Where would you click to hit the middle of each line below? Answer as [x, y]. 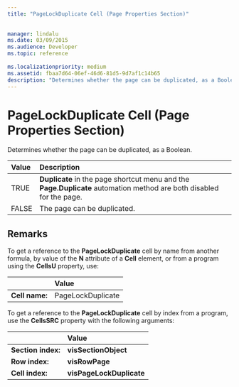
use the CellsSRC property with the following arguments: [91, 321]
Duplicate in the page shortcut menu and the [114, 180]
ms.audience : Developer [43, 47]
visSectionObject [97, 350]
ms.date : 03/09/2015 [38, 40]
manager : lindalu [33, 34]
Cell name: [30, 295]
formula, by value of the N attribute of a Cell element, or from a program [113, 258]
